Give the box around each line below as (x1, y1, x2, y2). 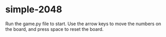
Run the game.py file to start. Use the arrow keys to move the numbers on (5, 21, 161, 27)
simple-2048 (5, 4, 63, 15)
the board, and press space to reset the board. (5, 26, 104, 32)
